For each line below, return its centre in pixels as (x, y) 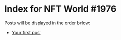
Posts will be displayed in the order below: (48, 23)
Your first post (26, 32)
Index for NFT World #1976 (60, 9)
